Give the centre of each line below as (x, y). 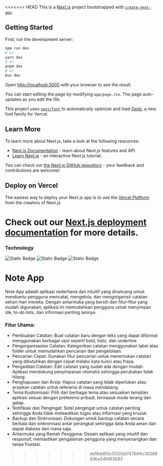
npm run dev (17, 48)
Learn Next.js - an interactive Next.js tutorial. (57, 155)
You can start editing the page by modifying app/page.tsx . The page (73, 94)
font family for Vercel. (27, 114)
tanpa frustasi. (27, 444)
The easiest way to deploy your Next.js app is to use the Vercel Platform (77, 197)
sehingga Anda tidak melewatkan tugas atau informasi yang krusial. (80, 413)
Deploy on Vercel (32, 185)
